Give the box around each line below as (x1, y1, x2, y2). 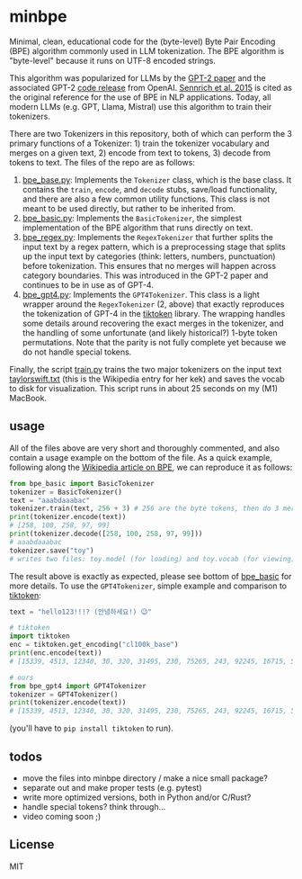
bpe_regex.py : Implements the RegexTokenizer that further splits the (22, 231, 274, 242)
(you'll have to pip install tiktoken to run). (9, 722, 173, 734)
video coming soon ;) (22, 811, 102, 821)
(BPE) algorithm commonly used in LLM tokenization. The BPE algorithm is (9, 45, 285, 56)
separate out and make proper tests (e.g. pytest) (22, 782, 202, 793)
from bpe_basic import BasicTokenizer (9, 479, 155, 488)
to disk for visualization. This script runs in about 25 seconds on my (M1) (9, 382, 279, 393)
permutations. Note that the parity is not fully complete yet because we (22, 336, 287, 347)
